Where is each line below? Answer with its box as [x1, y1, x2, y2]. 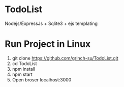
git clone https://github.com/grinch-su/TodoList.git [12, 55, 119, 61]
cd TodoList [12, 60, 37, 67]
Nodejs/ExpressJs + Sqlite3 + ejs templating [5, 20, 98, 26]
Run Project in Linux [5, 38, 91, 50]
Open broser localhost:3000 [12, 76, 72, 82]
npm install [12, 66, 36, 72]
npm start [12, 71, 33, 77]
